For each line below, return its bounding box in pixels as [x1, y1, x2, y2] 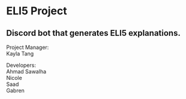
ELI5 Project [6, 4, 67, 18]
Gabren [6, 87, 25, 94]
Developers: [6, 61, 36, 69]
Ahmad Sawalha [6, 68, 47, 75]
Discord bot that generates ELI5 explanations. [6, 28, 181, 38]
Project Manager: [6, 44, 49, 51]
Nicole [6, 75, 22, 81]
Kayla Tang [6, 50, 34, 57]
